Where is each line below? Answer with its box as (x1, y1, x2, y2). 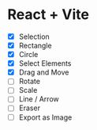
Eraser (18, 103, 41, 113)
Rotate (18, 77, 41, 86)
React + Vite (7, 6, 90, 24)
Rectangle (18, 41, 52, 50)
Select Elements (18, 59, 72, 68)
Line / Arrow (18, 94, 60, 104)
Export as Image (18, 113, 73, 122)
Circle (18, 50, 39, 59)
